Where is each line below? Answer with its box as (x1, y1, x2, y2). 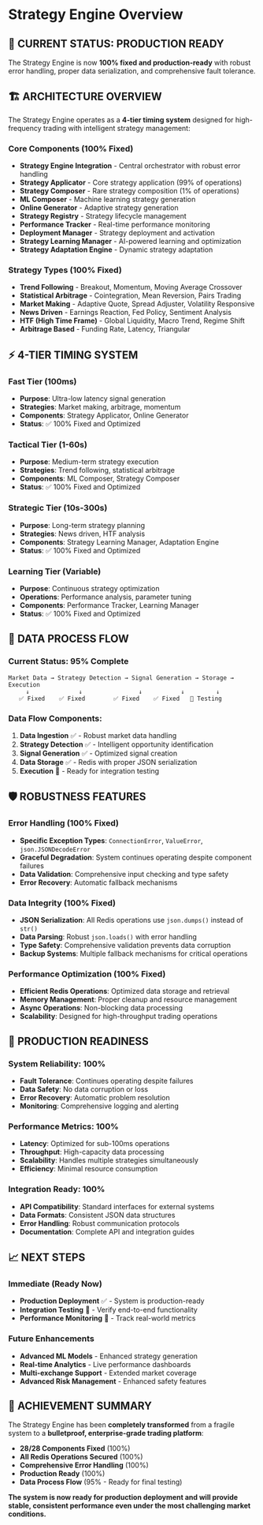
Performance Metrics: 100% (8, 1121, 120, 1132)
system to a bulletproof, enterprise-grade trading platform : (8, 1429, 204, 1438)
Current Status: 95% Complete (8, 656, 129, 667)
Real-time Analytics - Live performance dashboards (19, 1359, 191, 1369)
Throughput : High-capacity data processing (19, 1147, 165, 1157)
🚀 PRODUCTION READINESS (8, 1034, 150, 1047)
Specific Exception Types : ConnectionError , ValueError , (19, 835, 203, 845)
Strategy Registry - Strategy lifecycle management (19, 212, 187, 221)
